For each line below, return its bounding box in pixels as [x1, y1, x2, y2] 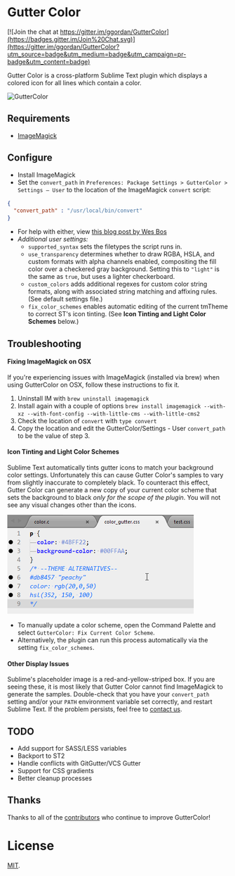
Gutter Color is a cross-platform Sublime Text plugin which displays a [7, 71, 208, 80]
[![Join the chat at [7, 27, 59, 36]
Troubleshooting [7, 337, 82, 349]
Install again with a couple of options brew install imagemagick [17, 401, 201, 410]
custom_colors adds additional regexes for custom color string [27, 280, 208, 289]
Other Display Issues [7, 659, 69, 668]
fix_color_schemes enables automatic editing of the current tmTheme [27, 302, 228, 311]
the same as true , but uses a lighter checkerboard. [27, 273, 175, 281]
